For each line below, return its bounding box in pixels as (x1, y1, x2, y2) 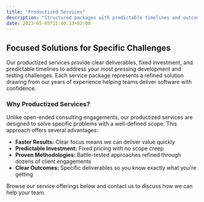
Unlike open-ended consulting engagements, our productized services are (6, 114, 193, 121)
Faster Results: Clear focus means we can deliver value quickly (15, 138, 175, 146)
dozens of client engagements (15, 158, 92, 165)
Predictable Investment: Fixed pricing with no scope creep (15, 145, 164, 152)
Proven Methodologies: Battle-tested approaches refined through (15, 151, 181, 159)
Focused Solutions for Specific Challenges (6, 43, 171, 53)
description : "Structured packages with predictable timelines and (6, 15, 181, 21)
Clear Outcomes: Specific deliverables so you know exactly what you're (15, 164, 197, 172)
